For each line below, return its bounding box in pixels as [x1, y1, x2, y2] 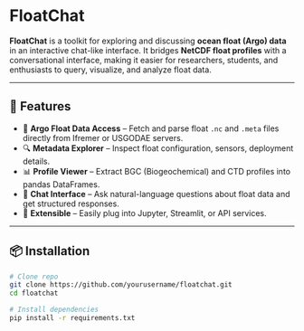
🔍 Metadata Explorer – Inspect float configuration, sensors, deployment [22, 142, 294, 154]
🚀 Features [9, 99, 71, 114]
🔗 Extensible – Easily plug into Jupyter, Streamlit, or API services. [22, 207, 267, 218]
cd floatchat [9, 288, 59, 298]
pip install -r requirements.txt [9, 314, 136, 323]
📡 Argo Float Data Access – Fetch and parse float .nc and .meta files [22, 123, 280, 134]
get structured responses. [22, 198, 119, 209]
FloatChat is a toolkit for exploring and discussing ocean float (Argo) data [9, 35, 287, 46]
